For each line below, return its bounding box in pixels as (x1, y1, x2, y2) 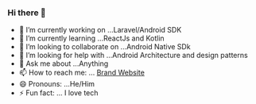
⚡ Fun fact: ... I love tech (18, 88, 99, 98)
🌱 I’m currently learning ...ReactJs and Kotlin (18, 33, 165, 43)
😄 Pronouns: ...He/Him (18, 79, 95, 89)
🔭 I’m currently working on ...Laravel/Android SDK (18, 25, 182, 35)
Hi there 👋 (7, 7, 47, 18)
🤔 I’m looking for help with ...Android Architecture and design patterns (18, 51, 248, 60)
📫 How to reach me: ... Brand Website (18, 67, 145, 78)
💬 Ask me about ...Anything (18, 59, 109, 68)
